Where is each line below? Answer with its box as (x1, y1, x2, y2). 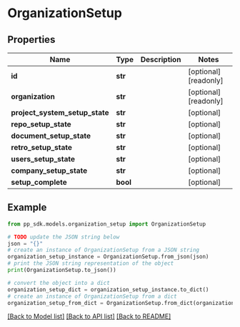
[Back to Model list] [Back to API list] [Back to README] (7, 312, 171, 321)
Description (140, 55, 181, 64)
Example (7, 201, 47, 213)
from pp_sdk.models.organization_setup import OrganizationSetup (7, 220, 206, 228)
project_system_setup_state (11, 108, 109, 117)
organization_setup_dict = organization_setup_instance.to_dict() (7, 286, 209, 293)
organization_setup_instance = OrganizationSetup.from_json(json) (7, 253, 209, 261)
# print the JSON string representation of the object (7, 260, 174, 267)
